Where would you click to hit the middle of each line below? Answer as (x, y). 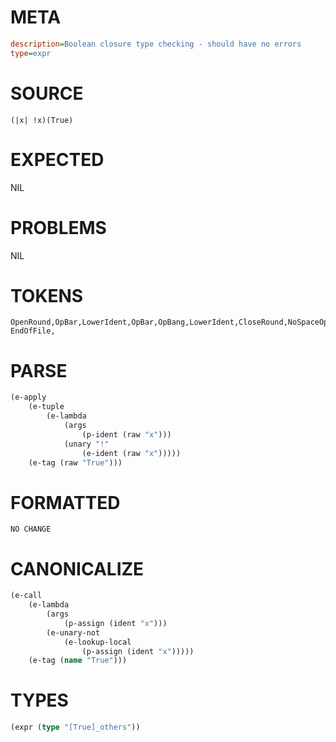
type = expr (31, 53)
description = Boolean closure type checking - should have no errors (156, 44)
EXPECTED (57, 159)
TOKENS (47, 295)
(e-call (26, 596)
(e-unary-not (73, 632)
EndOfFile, (33, 331)
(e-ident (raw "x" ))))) (131, 453)
